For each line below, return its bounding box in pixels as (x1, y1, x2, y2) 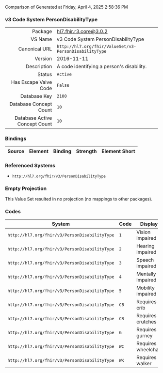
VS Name (31, 36, 52, 43)
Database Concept (9, 101, 52, 108)
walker (136, 360, 152, 367)
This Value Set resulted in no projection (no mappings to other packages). (5, 196, 153, 202)
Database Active (14, 115, 52, 122)
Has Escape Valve (11, 79, 52, 86)
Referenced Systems (5, 162, 56, 169)
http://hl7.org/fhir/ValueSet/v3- (56, 44, 137, 49)
